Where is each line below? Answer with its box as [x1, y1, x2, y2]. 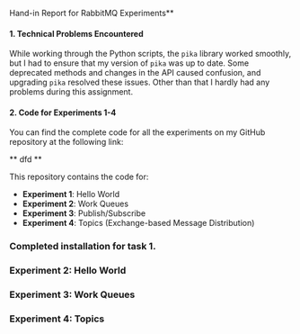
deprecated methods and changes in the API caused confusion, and [9, 68, 261, 78]
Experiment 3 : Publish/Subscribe [22, 208, 146, 219]
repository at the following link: [9, 137, 124, 148]
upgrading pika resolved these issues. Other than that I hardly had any [9, 77, 270, 88]
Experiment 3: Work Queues [9, 288, 136, 301]
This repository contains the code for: [9, 171, 149, 183]
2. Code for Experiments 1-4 [9, 107, 117, 118]
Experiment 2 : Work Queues [22, 198, 128, 210]
